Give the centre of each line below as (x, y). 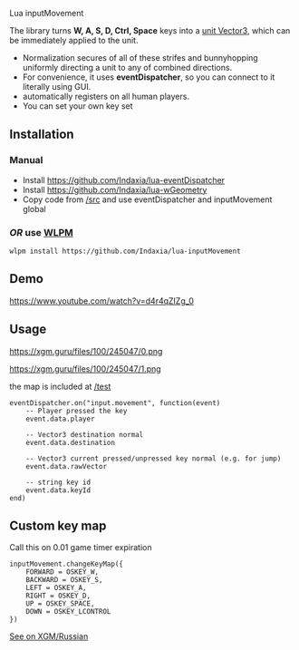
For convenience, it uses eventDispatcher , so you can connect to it (149, 77)
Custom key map (58, 526)
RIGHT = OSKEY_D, (58, 596)
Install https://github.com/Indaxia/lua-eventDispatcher (123, 179)
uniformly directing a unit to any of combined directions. (127, 68)
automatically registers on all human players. (106, 96)
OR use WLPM (42, 232)
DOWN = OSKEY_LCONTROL (68, 612)
